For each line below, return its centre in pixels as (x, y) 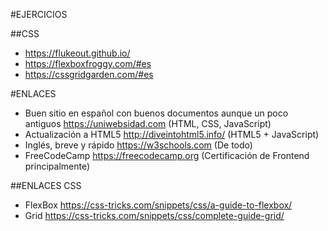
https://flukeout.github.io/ (77, 53)
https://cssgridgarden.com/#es (89, 74)
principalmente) (57, 166)
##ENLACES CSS (46, 185)
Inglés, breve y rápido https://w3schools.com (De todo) (138, 145)
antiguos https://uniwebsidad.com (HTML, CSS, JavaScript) (148, 123)
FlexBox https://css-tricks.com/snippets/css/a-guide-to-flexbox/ (158, 205)
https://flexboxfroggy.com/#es (88, 63)
